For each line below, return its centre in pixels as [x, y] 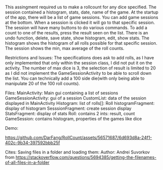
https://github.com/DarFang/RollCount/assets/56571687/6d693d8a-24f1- [79, 137]
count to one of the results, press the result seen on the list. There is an [77, 33]
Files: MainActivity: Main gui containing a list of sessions [62, 93]
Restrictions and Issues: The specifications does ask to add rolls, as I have [80, 58]
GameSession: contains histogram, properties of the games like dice [73, 119]
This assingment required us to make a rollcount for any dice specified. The [81, 7]
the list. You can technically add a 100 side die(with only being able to [75, 78]
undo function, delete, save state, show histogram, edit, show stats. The [77, 38]
